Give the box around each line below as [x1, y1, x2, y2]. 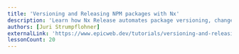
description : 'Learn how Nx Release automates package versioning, [7, 17, 212, 24]
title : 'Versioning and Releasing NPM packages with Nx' [7, 10, 180, 18]
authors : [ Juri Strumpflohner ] [7, 23, 100, 30]
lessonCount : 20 [7, 36, 55, 43]
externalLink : [7, 29, 50, 37]
